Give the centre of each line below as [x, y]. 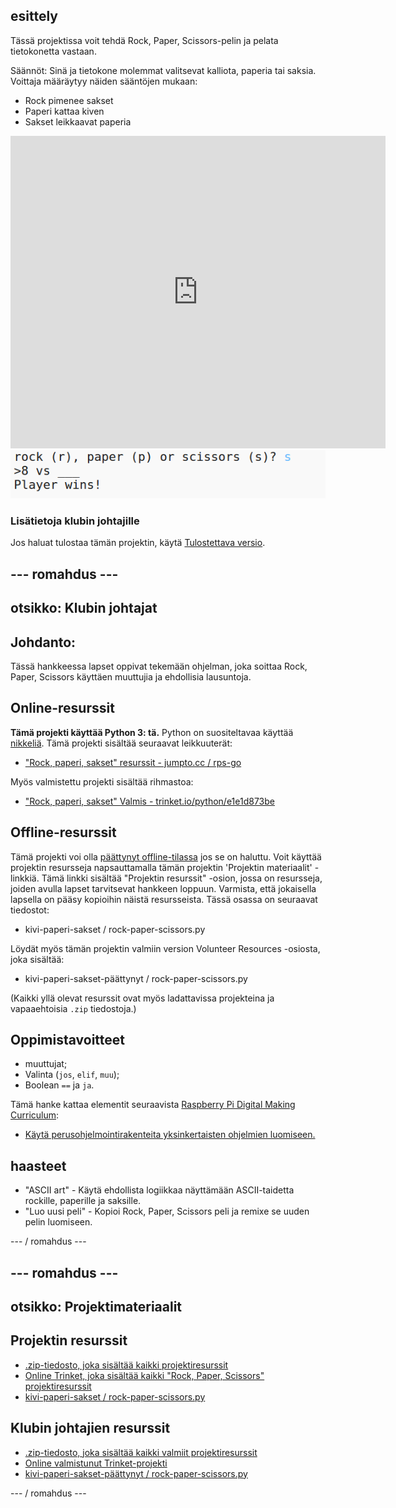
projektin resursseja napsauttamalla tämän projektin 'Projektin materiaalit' [161, 867]
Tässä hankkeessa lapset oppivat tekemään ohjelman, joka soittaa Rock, [159, 666]
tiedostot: [30, 910]
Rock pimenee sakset [69, 100]
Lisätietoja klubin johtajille [75, 521]
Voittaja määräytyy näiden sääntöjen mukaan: [104, 81]
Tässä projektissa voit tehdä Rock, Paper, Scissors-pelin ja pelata [144, 40]
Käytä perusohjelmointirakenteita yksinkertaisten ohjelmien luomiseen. [170, 1135]
